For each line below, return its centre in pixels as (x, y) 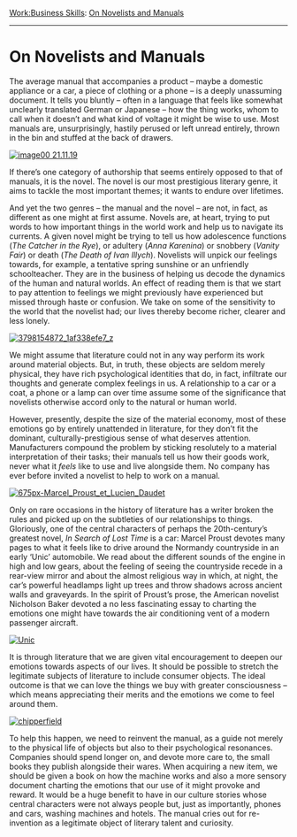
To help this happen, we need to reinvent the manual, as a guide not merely (146, 738)
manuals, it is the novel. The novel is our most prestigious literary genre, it (144, 181)
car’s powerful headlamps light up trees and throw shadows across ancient (146, 585)
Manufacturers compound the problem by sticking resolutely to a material (143, 447)
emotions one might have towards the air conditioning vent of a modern (139, 613)
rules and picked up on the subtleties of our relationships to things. (131, 519)
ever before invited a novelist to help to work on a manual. (115, 475)
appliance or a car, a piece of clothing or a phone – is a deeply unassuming (146, 90)
